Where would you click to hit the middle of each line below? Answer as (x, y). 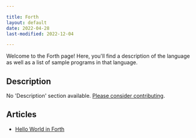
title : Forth (23, 17)
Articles (22, 115)
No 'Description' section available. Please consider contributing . (86, 96)
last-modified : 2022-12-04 (40, 34)
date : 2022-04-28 (28, 28)
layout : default (26, 22)
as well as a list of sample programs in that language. (72, 62)
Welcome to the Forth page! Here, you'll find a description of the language (98, 56)
